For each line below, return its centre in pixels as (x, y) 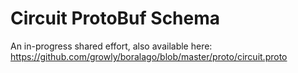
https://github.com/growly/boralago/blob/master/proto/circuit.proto (149, 56)
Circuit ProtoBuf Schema (115, 18)
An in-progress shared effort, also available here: (111, 46)
